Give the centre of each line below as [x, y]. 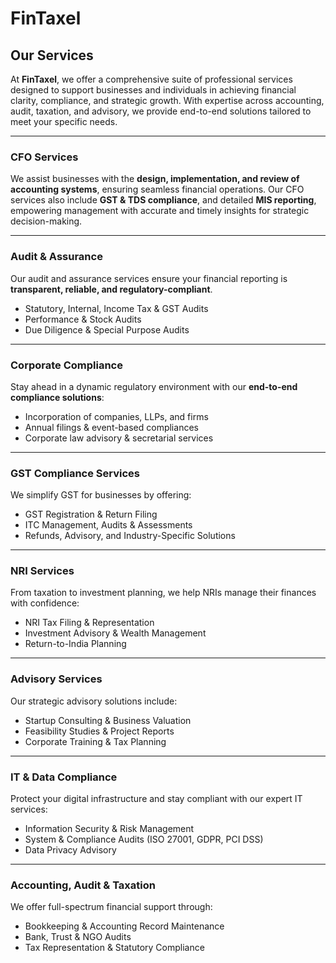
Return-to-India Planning [75, 644]
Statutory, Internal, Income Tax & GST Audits [116, 308]
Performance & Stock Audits [83, 319]
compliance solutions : [57, 397]
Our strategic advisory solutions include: [94, 701]
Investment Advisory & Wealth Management [115, 633]
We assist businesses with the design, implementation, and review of [155, 179]
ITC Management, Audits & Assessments [108, 525]
